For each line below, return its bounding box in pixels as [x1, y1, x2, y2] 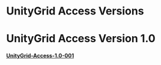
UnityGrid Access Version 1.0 [6, 32, 156, 46]
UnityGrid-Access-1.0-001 [6, 52, 74, 59]
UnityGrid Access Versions [6, 4, 144, 18]
